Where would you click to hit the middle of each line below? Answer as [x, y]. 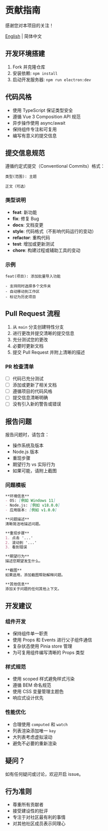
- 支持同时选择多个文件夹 [28, 286]
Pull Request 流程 [33, 314]
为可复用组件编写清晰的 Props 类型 [48, 653]
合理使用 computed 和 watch [40, 724]
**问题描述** [17, 519]
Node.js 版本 [26, 452]
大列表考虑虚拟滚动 [32, 737]
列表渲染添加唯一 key [34, 731]
